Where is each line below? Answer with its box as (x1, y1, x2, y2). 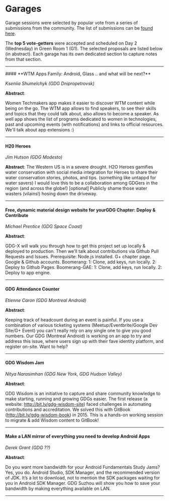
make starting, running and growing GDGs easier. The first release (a (5, 396, 148, 402)
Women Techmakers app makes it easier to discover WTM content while (5, 100, 155, 106)
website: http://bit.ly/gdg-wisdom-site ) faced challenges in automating (5, 401, 152, 407)
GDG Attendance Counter (5, 285, 60, 292)
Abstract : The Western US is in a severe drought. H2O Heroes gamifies (5, 164, 153, 170)
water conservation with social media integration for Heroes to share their (5, 169, 158, 175)
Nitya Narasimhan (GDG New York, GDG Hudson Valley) (5, 371, 122, 377)
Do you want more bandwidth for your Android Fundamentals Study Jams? (5, 464, 160, 470)
